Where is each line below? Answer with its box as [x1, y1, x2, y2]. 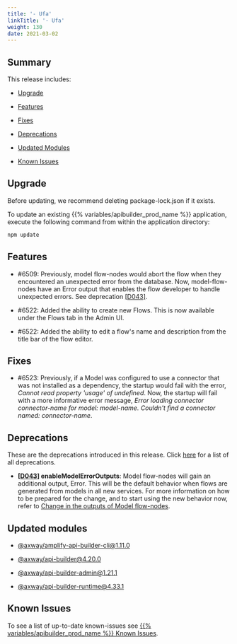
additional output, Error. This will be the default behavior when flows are [17, 479, 228, 488]
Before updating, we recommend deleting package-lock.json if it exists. [7, 196, 216, 205]
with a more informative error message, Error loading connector [17, 397, 204, 405]
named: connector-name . [17, 411, 93, 420]
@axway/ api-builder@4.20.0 [17, 555, 101, 563]
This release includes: [7, 75, 71, 83]
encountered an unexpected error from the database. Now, [17, 277, 190, 286]
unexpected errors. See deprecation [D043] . [17, 292, 148, 300]
